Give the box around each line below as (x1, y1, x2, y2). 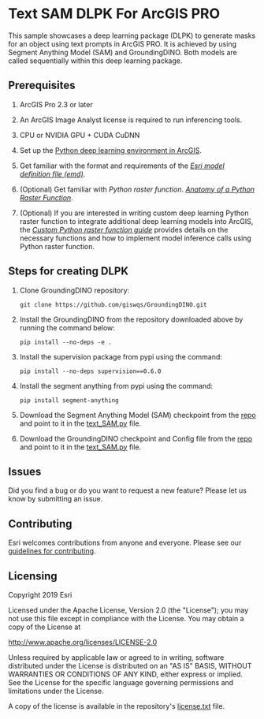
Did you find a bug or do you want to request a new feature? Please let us (8, 486, 247, 495)
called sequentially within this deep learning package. (8, 56, 183, 65)
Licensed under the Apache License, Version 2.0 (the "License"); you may (8, 605, 249, 615)
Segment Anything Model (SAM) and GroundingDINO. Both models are (8, 47, 238, 57)
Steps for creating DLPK (8, 265, 128, 278)
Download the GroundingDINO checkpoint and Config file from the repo (19, 434, 253, 443)
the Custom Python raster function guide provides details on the (19, 225, 229, 234)
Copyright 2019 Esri (8, 590, 73, 599)
